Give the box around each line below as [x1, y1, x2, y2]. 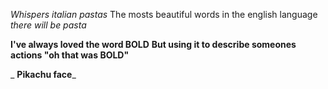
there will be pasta [10, 19, 87, 31]
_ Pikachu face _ [10, 69, 77, 80]
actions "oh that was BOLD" [10, 49, 130, 61]
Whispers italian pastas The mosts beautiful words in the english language [10, 9, 318, 20]
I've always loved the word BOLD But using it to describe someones [10, 39, 297, 50]
